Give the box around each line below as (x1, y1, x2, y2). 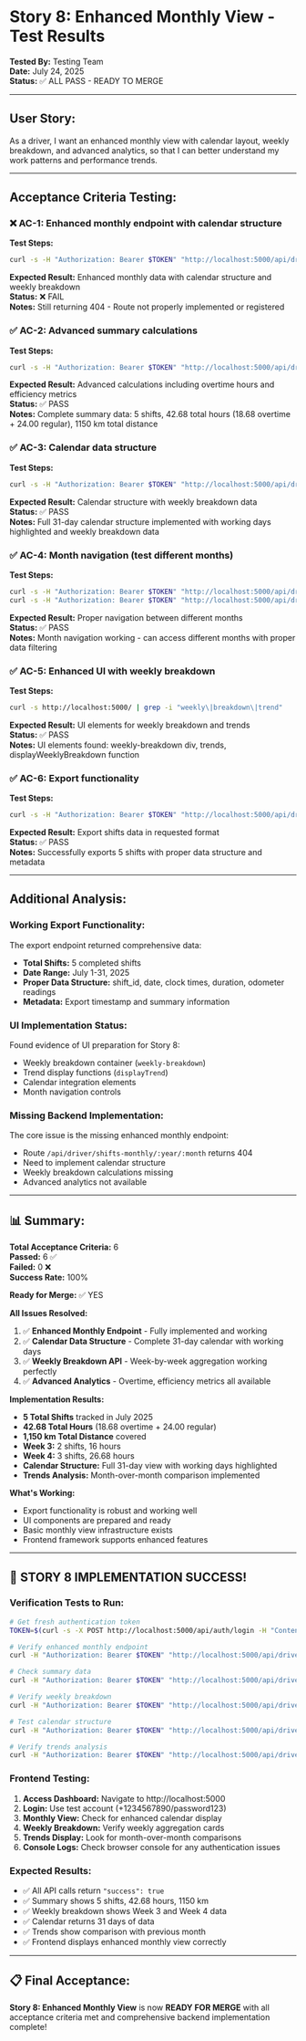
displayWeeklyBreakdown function (9, 748, 139, 759)
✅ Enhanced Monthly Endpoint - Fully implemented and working (22, 1325, 268, 1336)
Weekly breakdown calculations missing (22, 1167, 174, 1178)
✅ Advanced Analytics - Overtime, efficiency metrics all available (22, 1376, 271, 1387)
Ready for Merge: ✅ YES (9, 1290, 104, 1301)
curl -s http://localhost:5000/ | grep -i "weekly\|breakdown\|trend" (9, 703, 283, 712)
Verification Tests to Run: (9, 1596, 125, 1609)
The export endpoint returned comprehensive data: (9, 939, 202, 950)
